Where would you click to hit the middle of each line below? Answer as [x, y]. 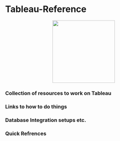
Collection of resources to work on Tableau [58, 93]
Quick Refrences [26, 133]
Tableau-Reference [46, 9]
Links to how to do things [36, 106]
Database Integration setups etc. [46, 120]
